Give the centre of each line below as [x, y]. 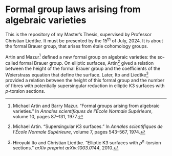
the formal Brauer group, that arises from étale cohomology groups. [77, 46]
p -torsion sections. [25, 91]
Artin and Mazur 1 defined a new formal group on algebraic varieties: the [81, 56]
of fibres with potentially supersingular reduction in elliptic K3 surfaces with [85, 86]
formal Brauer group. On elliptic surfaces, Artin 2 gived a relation [87, 62]
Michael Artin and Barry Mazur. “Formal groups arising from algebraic [86, 106]
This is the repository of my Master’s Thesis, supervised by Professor [79, 34]
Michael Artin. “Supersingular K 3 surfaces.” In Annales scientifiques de [88, 126]
